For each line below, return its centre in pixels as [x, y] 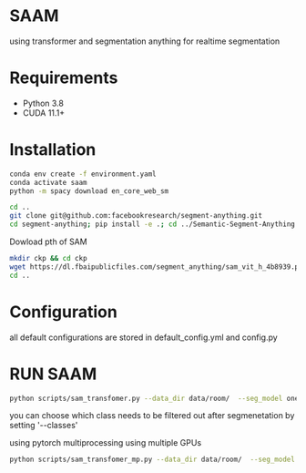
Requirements [64, 78]
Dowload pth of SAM [49, 242]
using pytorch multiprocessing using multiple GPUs [106, 443]
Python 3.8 [43, 103]
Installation [53, 150]
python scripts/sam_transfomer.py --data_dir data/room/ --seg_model [146, 398]
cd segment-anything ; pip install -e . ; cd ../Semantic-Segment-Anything [153, 224]
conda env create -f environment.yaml [83, 174]
